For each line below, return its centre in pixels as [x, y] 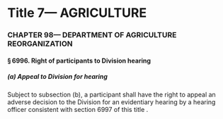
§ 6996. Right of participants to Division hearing [79, 61]
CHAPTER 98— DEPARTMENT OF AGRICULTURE [92, 35]
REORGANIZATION [40, 44]
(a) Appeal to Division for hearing [58, 77]
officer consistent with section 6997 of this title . [78, 109]
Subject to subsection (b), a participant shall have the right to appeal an [111, 94]
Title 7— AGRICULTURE [77, 13]
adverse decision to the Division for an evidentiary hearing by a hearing [111, 102]
